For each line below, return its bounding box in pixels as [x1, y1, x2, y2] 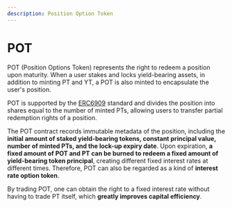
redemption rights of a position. [7, 113, 97, 122]
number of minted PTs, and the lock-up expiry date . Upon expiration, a [7, 142, 213, 150]
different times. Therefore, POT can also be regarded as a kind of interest [7, 164, 219, 172]
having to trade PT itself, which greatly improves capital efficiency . [7, 192, 202, 200]
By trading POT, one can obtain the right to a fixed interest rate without [7, 185, 210, 193]
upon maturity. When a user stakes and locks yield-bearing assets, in [7, 70, 206, 78]
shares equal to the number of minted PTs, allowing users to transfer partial [7, 106, 224, 115]
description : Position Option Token [7, 10, 113, 17]
